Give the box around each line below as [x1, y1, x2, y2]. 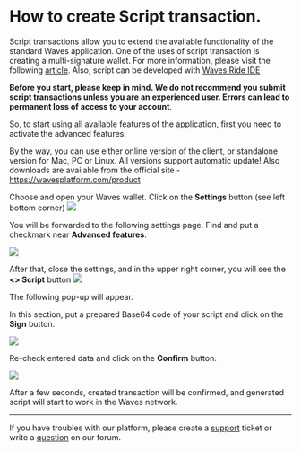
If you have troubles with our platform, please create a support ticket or [9, 422, 272, 433]
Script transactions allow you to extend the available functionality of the [9, 36, 274, 47]
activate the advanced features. [9, 128, 127, 138]
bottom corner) [9, 202, 65, 213]
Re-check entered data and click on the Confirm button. [9, 352, 217, 363]
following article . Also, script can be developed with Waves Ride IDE [9, 65, 261, 75]
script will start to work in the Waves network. [9, 396, 178, 407]
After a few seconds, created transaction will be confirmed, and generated [9, 386, 285, 397]
